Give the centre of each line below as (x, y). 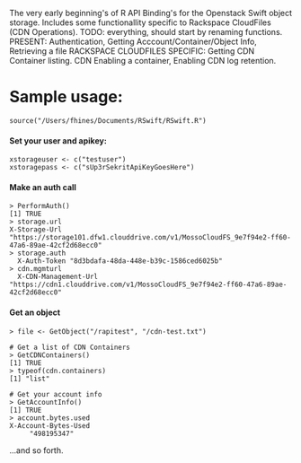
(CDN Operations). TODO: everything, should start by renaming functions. (146, 32)
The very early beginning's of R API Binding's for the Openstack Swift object (151, 13)
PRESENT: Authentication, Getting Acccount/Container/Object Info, (133, 41)
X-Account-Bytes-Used (50, 425)
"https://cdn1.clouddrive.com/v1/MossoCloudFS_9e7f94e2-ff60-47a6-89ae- (148, 285)
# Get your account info (56, 394)
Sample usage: (66, 97)
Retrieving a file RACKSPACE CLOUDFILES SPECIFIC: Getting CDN (132, 51)
